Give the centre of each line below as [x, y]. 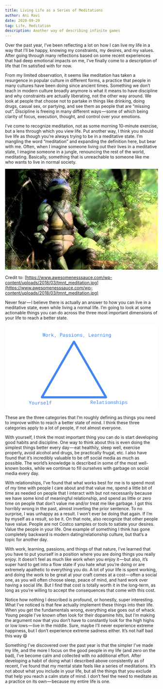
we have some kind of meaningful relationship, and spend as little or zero [78, 499]
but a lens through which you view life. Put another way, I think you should [79, 131]
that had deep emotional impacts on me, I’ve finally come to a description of [81, 61]
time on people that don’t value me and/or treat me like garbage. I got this [79, 503]
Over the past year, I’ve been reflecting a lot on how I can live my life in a [78, 45]
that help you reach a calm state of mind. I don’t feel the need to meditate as [81, 676]
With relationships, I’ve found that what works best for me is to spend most [80, 483]
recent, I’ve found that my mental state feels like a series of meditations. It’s [81, 666]
